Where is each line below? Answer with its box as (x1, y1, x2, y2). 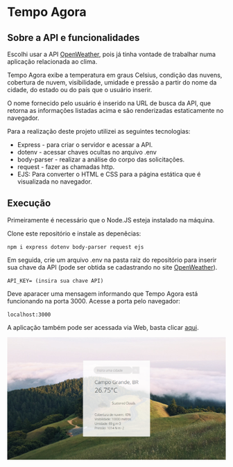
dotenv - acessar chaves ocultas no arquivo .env (17, 148, 157, 156)
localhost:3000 (7, 311, 51, 318)
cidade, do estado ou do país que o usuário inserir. (7, 86, 153, 94)
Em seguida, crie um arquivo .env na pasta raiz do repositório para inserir (7, 256, 217, 264)
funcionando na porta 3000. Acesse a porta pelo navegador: (7, 297, 180, 305)
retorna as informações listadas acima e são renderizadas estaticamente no (7, 107, 224, 114)
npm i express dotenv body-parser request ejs (7, 243, 144, 250)
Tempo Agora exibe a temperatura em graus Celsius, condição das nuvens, (7, 71, 223, 79)
